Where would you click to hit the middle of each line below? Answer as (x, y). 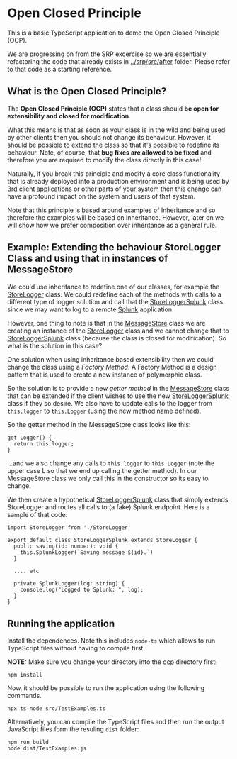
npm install (25, 675)
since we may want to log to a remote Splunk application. (91, 309)
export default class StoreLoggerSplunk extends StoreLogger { (103, 540)
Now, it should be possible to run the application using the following (106, 688)
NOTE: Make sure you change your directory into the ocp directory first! (112, 662)
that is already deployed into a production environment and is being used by (118, 181)
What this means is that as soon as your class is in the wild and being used (116, 130)
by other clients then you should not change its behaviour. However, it (109, 137)
